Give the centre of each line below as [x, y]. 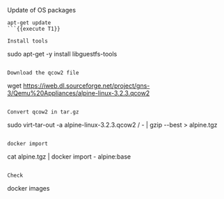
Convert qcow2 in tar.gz [43, 112]
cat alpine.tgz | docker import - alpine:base [69, 157]
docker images [29, 188]
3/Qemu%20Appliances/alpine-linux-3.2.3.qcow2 [79, 93]
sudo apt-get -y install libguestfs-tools [62, 54]
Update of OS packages [42, 10]
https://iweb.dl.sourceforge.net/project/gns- [87, 86]
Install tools [28, 41]
